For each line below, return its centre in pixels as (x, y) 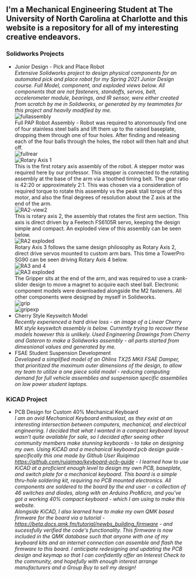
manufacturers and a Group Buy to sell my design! (75, 567)
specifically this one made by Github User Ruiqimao (77, 455)
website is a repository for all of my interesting (92, 28)
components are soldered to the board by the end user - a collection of (100, 486)
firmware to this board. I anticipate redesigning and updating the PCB (98, 549)
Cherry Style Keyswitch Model (51, 315)
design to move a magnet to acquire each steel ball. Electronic (104, 284)
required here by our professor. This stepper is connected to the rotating (101, 172)
